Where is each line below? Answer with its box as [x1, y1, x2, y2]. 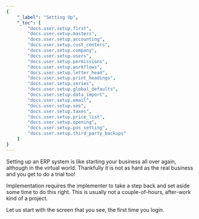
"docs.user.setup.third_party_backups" [27, 130, 127, 137]
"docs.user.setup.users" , [27, 53, 92, 59]
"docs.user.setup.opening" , [27, 120, 97, 126]
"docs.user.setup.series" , [27, 81, 95, 87]
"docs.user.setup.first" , [27, 25, 92, 32]
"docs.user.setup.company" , [27, 48, 97, 54]
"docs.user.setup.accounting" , [27, 36, 105, 42]
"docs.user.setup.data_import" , [27, 92, 108, 98]
